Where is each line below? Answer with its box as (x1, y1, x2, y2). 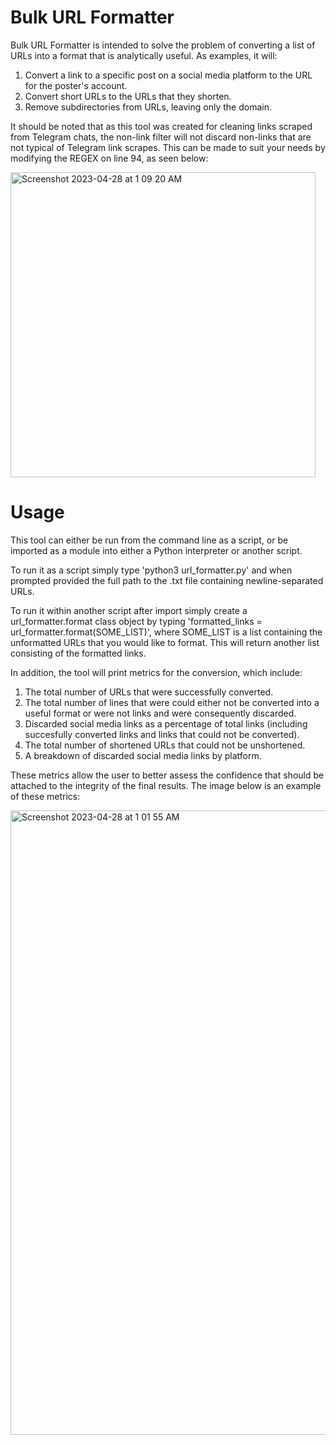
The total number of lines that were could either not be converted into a (24, 696, 320, 708)
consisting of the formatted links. (10, 647, 147, 659)
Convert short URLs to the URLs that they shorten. (24, 90, 232, 102)
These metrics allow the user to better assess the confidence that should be (10, 769, 325, 781)
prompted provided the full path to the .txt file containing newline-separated (10, 574, 324, 586)
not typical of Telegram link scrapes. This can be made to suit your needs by (10, 141, 326, 153)
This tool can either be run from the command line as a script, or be (10, 534, 289, 546)
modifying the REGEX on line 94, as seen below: (10, 152, 209, 164)
